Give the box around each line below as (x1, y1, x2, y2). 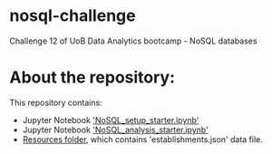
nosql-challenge (9, 5, 136, 26)
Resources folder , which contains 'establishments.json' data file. (22, 133, 263, 145)
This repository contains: (9, 97, 102, 108)
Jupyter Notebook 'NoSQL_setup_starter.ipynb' (22, 114, 199, 125)
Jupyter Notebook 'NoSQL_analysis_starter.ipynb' (22, 124, 209, 135)
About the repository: (9, 67, 175, 88)
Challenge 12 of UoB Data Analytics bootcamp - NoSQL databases (9, 35, 257, 46)
